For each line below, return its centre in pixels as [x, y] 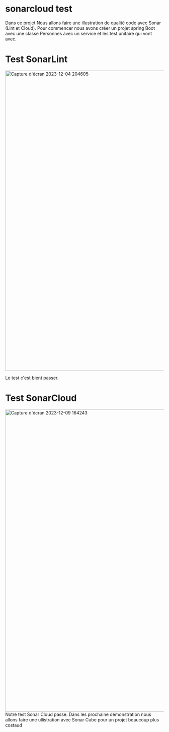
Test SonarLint [36, 59]
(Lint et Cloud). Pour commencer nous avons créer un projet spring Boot [80, 28]
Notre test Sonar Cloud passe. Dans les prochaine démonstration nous [78, 714]
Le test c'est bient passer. [32, 378]
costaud [14, 725]
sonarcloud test [39, 9]
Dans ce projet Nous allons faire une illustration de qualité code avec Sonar [83, 23]
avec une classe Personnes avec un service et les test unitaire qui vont [79, 33]
